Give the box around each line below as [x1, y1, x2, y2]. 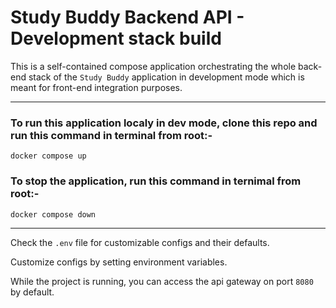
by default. [10, 286, 55, 298]
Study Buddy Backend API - [10, 6, 245, 29]
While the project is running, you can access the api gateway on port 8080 [10, 275, 314, 287]
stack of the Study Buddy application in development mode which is [28, 71, 305, 83]
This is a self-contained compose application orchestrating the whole [10, 60, 297, 72]
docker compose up [10, 151, 87, 161]
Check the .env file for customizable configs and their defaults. [10, 236, 270, 248]
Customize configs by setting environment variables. [10, 256, 228, 268]
